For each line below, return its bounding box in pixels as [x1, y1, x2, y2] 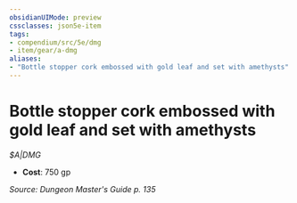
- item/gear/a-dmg [9, 46, 78, 55]
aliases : [9, 54, 42, 63]
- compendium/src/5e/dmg [9, 37, 102, 47]
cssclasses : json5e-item [9, 21, 102, 30]
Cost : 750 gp [21, 166, 71, 177]
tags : [9, 29, 29, 38]
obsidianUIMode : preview [9, 12, 102, 22]
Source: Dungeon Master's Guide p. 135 [9, 183, 156, 194]
